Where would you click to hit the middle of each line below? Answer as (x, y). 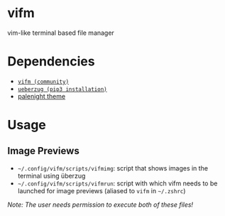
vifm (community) (43, 82)
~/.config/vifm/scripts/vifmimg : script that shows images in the (112, 168)
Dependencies (51, 61)
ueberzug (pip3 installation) (62, 89)
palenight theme (42, 96)
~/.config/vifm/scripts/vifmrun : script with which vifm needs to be (117, 183)
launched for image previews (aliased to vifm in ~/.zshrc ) (101, 190)
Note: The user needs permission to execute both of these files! (100, 205)
